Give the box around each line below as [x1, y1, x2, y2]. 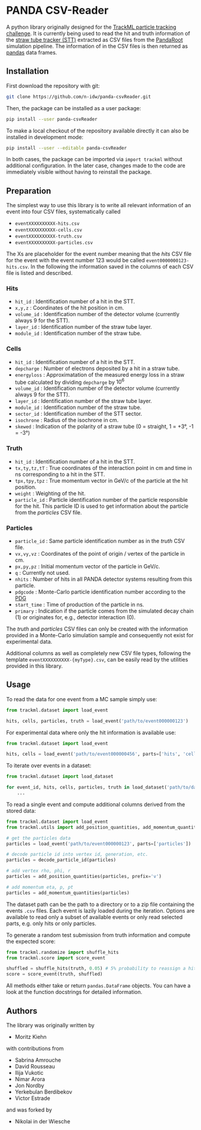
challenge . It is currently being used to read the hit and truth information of [6, 29, 190, 37]
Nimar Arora [14, 1076, 45, 1083]
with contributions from [6, 1045, 64, 1052]
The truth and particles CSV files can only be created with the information [6, 625, 188, 632]
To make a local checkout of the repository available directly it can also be [6, 127, 190, 134]
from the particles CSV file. [14, 508, 82, 516]
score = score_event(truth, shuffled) [6, 971, 103, 977]
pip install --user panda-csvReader [6, 116, 98, 122]
